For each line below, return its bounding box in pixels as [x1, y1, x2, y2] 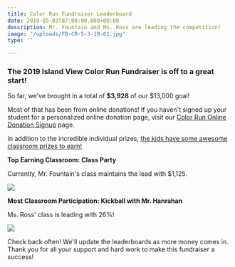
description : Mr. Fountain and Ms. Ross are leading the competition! [7, 23, 221, 31]
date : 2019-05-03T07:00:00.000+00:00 [7, 17, 120, 24]
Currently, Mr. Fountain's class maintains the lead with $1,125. [7, 169, 187, 178]
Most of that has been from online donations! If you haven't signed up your [7, 105, 227, 114]
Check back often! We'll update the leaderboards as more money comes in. [7, 238, 229, 246]
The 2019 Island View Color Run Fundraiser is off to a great [7, 67, 215, 77]
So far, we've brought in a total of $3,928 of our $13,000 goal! [7, 92, 190, 100]
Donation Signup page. [7, 120, 75, 129]
